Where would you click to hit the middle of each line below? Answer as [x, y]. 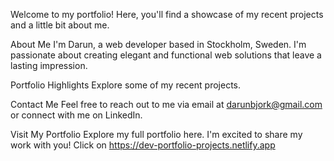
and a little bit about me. [60, 25]
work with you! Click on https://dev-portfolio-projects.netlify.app [143, 145]
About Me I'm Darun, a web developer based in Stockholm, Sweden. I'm [158, 44]
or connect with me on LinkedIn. [76, 115]
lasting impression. [49, 65]
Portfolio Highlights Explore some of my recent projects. [125, 85]
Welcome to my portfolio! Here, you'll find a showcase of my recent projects [167, 14]
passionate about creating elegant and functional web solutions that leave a [166, 55]
